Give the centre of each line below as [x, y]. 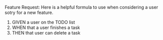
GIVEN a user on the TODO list [43, 22]
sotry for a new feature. [29, 12]
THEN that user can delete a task [46, 33]
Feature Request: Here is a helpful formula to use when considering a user [81, 7]
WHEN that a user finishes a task [46, 27]
